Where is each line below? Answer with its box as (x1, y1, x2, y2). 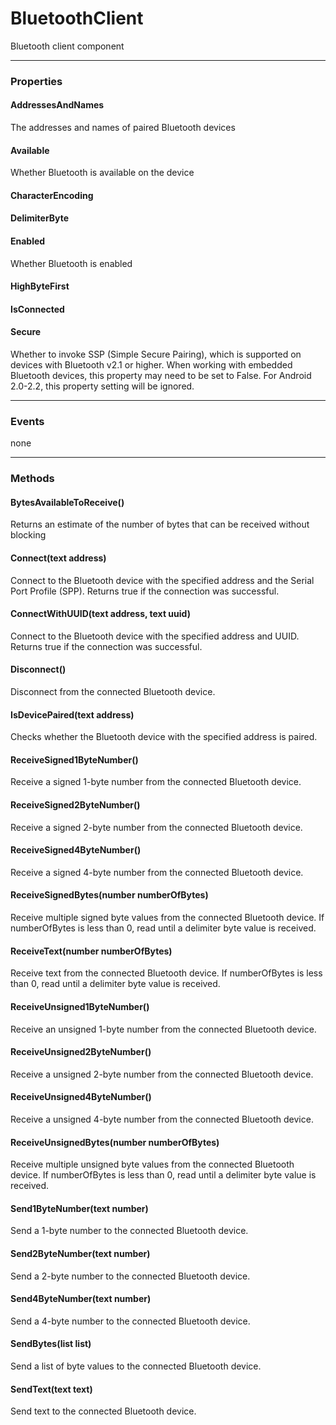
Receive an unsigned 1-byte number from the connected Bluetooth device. (10, 1023, 317, 1035)
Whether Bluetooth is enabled (10, 257, 133, 269)
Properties (10, 74, 63, 88)
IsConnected (10, 303, 65, 315)
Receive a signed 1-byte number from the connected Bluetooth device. (10, 776, 302, 788)
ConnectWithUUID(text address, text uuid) (10, 608, 191, 620)
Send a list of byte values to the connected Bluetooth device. (10, 1360, 262, 1372)
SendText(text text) (10, 1383, 93, 1395)
